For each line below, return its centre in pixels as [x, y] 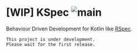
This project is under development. [51, 39]
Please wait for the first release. [51, 44]
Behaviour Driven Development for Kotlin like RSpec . [69, 29]
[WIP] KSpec [37, 13]
